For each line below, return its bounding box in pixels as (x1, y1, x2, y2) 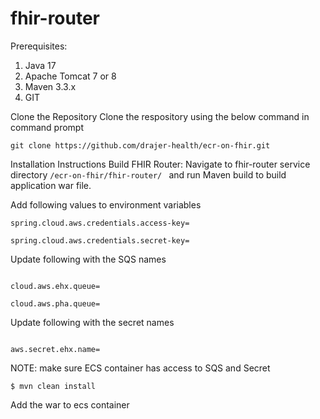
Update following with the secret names (10, 316, 175, 328)
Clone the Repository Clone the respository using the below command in (10, 110, 310, 122)
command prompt (10, 121, 84, 133)
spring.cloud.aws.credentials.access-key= (10, 218, 190, 228)
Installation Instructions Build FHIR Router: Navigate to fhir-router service (10, 158, 311, 170)
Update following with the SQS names (10, 253, 167, 265)
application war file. (10, 179, 92, 191)
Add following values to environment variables (10, 198, 202, 211)
